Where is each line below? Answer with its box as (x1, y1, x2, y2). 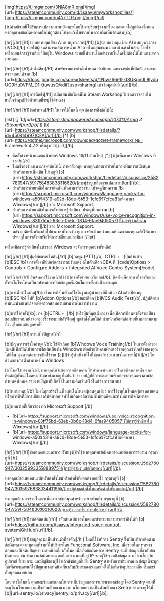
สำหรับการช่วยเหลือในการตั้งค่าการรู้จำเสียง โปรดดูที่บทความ (12, 207, 107, 212)
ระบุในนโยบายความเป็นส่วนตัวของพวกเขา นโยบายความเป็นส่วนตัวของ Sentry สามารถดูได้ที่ (5, 585, 154, 590)
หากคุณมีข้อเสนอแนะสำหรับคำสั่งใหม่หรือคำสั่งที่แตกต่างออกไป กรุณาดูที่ (5, 475, 119, 481)
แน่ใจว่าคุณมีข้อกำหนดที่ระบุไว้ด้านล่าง (5, 97, 65, 103)
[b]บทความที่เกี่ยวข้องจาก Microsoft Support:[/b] (5, 403, 92, 409)
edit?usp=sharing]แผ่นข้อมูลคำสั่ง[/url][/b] (60, 82, 138, 88)
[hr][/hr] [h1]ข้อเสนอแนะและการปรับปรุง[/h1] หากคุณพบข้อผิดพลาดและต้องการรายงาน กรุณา (5, 449, 158, 455)
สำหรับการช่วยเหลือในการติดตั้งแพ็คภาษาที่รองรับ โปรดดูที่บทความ (12, 185, 117, 191)
